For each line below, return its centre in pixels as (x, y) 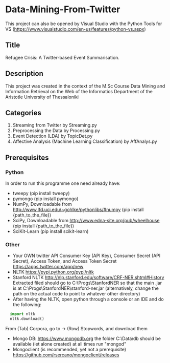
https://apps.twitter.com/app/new (48, 267)
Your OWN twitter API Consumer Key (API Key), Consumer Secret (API (87, 256)
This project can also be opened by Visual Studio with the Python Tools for (84, 24)
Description (24, 73)
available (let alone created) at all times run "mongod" (69, 344)
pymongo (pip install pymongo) (45, 199)
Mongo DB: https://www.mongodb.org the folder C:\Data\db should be (87, 338)
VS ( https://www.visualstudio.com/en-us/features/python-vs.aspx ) (76, 29)
